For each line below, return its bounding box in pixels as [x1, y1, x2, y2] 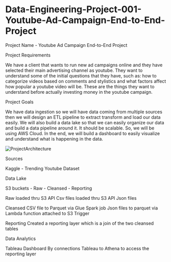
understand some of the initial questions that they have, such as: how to [5, 72, 157, 78]
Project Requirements [5, 52, 51, 58]
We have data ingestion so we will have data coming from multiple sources [5, 109, 162, 115]
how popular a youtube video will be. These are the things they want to [5, 83, 155, 90]
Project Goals [5, 98, 34, 105]
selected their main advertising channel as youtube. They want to [5, 67, 143, 73]
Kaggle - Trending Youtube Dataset [5, 165, 80, 171]
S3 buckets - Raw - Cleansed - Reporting [5, 185, 92, 191]
